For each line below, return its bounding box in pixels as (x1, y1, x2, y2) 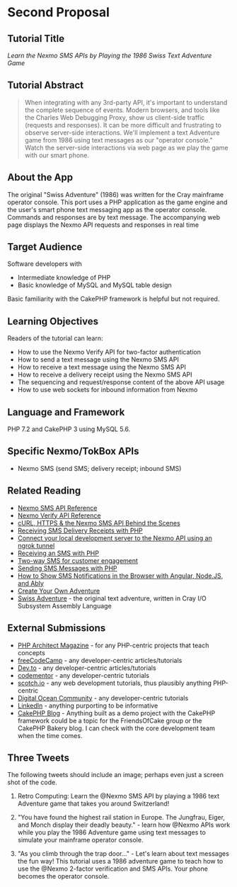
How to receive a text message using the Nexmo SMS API (17, 363, 186, 372)
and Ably (17, 579, 44, 587)
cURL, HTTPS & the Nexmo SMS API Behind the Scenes (17, 518, 180, 527)
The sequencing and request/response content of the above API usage (17, 378, 225, 386)
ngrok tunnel (17, 541, 55, 550)
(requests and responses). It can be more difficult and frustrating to (24, 121, 221, 129)
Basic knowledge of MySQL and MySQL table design (17, 281, 172, 289)
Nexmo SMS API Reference (17, 503, 98, 512)
